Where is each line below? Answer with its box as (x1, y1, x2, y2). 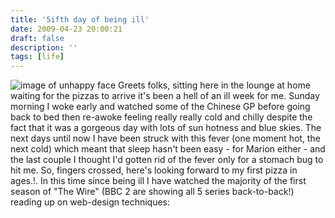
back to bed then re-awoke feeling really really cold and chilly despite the (10, 111, 313, 123)
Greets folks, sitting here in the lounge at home (118, 79, 311, 91)
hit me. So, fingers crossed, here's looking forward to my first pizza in (10, 164, 298, 176)
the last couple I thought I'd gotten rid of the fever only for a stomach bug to (10, 154, 324, 166)
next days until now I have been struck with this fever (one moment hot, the (10, 132, 321, 145)
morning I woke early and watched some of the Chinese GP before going (10, 101, 311, 113)
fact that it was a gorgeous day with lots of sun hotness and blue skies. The (10, 122, 322, 134)
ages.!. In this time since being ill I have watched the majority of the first (10, 175, 307, 187)
